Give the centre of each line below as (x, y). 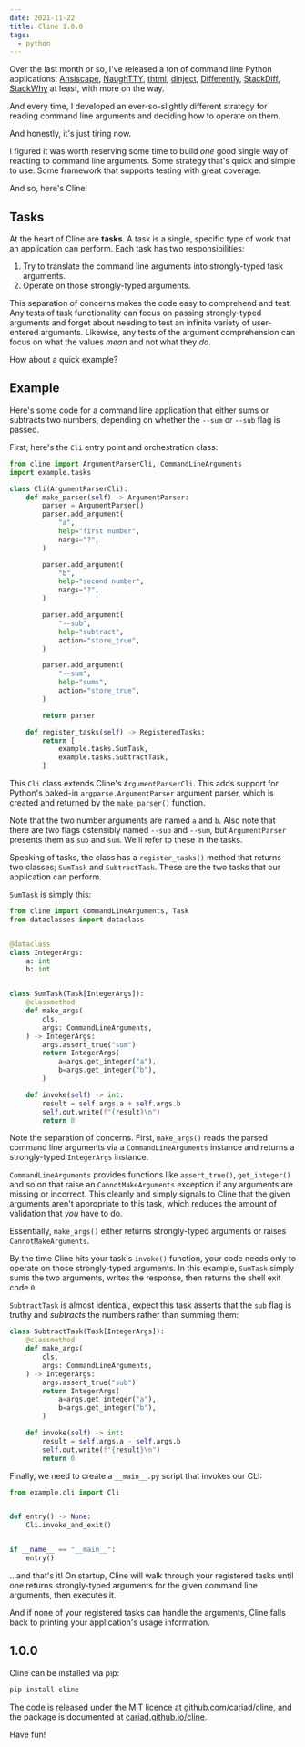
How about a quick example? (64, 360)
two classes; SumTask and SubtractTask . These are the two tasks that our (145, 867)
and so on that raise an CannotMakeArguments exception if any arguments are (152, 1185)
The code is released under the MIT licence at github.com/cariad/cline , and (151, 1707)
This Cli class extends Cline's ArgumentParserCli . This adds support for (144, 783)
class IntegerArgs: (46, 952)
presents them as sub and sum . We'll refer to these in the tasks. (126, 840)
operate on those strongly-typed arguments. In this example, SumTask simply (152, 1269)
